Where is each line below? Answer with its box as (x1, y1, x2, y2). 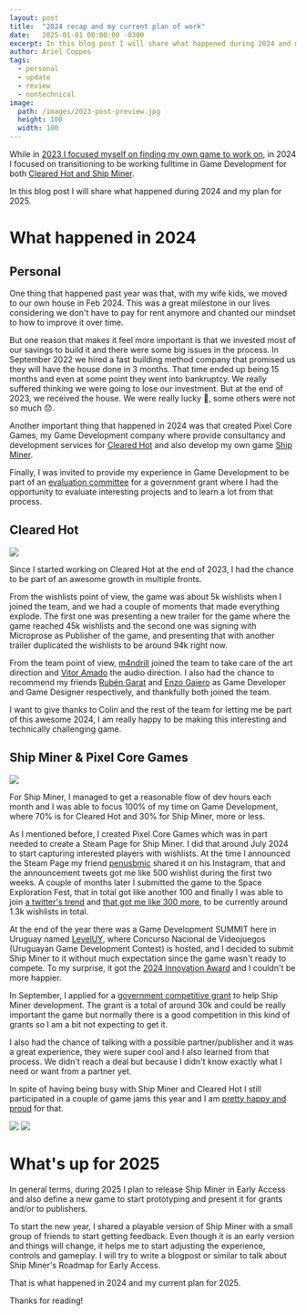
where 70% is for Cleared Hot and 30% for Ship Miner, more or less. (9, 810, 266, 821)
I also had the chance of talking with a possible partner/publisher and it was (9, 1037, 294, 1048)
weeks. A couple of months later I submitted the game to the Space (9, 877, 262, 888)
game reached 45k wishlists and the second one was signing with (9, 620, 257, 631)
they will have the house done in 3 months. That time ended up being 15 (9, 364, 280, 374)
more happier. (9, 972, 62, 983)
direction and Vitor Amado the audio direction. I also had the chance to (9, 667, 275, 678)
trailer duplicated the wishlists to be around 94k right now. (9, 640, 228, 651)
